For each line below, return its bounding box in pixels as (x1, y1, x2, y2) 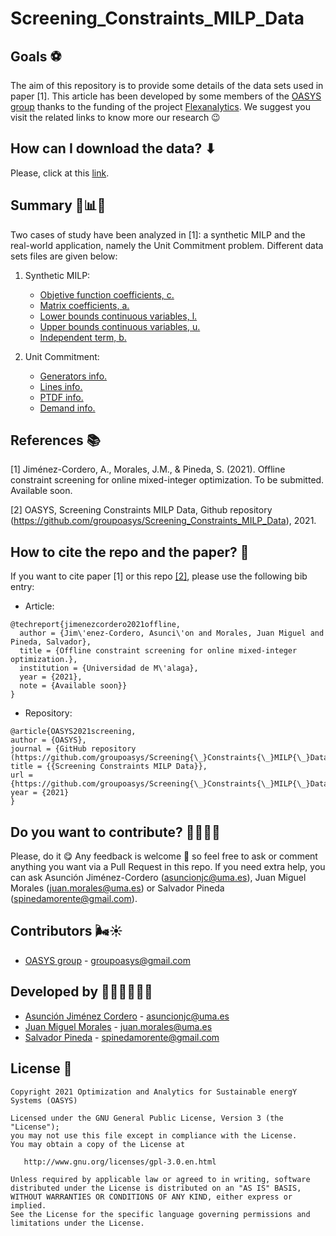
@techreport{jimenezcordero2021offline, (10, 620, 182, 630)
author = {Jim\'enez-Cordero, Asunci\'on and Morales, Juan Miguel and (19, 628, 325, 639)
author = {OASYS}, (10, 735, 87, 746)
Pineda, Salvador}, (10, 637, 92, 647)
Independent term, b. (39, 331, 127, 343)
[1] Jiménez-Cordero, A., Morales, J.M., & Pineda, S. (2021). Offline (10, 463, 286, 476)
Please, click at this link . (10, 167, 110, 179)
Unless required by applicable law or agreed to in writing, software (10, 1174, 311, 1184)
